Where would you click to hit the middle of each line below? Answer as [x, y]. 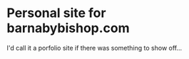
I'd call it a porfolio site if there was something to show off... [94, 48]
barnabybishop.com [68, 28]
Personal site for [56, 13]
